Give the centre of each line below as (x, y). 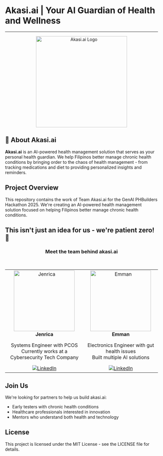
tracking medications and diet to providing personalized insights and (73, 167)
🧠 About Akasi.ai (31, 140)
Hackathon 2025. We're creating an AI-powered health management (73, 205)
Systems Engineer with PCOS (44, 345)
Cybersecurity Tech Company (44, 357)
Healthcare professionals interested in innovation (61, 412)
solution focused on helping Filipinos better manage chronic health (72, 210)
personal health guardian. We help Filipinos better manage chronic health (78, 157)
